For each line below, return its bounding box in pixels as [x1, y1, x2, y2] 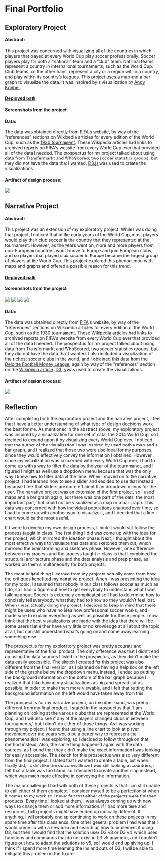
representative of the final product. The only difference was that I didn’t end [5, 648, 159, 654]
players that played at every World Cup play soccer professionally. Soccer [5, 53, 156, 59]
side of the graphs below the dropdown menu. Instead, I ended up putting [5, 669, 155, 675]
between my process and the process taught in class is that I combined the [5, 550, 158, 557]
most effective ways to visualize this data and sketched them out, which [5, 540, 151, 546]
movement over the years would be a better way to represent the [5, 731, 137, 737]
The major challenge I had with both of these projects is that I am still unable [5, 782, 160, 788]
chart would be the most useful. [5, 515, 70, 521]
